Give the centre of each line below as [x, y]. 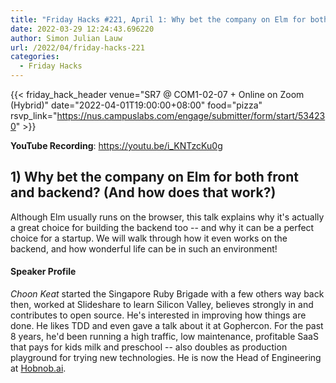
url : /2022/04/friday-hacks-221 [77, 47]
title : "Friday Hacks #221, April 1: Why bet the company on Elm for [158, 19]
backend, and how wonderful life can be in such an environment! [144, 248]
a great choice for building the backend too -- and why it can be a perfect [162, 227]
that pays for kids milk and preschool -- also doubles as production [149, 347]
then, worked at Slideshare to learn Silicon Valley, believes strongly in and [162, 305]
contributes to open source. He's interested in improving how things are [158, 315]
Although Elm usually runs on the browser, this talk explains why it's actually [167, 217]
